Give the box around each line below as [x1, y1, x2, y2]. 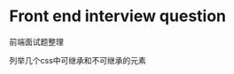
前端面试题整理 [9, 36, 64, 47]
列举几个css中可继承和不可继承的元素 [9, 55, 146, 65]
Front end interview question [9, 6, 227, 26]
